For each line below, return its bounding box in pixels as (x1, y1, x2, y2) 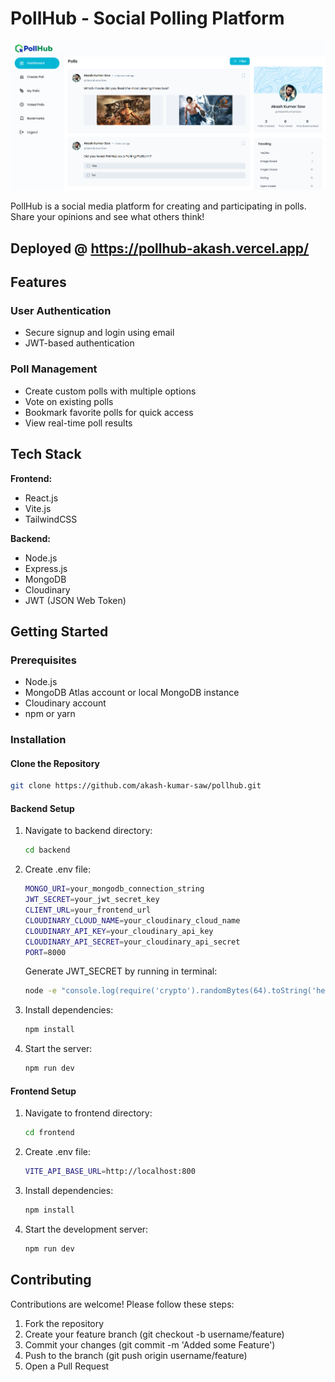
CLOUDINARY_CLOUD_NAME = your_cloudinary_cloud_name (24, 915, 241, 926)
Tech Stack (10, 446, 82, 463)
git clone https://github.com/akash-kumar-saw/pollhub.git (10, 781, 262, 791)
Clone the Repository (10, 757, 100, 769)
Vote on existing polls (24, 395, 114, 407)
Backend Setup (10, 802, 75, 814)
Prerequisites (10, 653, 77, 667)
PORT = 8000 (24, 947, 67, 957)
